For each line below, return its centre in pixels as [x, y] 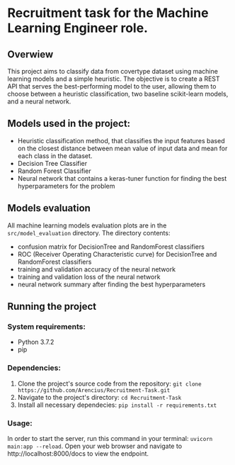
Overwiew [30, 54]
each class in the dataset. [55, 156]
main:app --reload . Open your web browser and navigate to [95, 446]
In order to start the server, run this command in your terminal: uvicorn [110, 438]
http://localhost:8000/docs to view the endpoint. [78, 453]
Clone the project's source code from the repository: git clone [109, 383]
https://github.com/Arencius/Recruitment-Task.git [94, 390]
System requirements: [47, 326]
